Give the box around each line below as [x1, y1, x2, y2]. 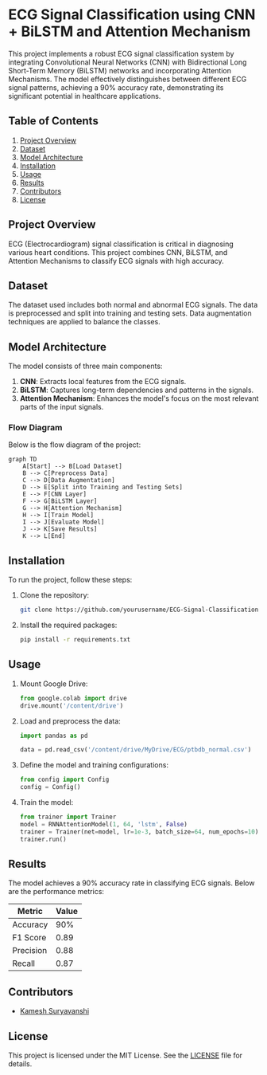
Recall [12, 958, 36, 969]
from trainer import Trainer [19, 813, 117, 822]
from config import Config [19, 775, 110, 784]
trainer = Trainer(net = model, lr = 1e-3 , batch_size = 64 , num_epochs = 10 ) [19, 827, 259, 836]
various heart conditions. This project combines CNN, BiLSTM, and [8, 247, 228, 257]
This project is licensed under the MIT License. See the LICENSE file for [8, 1050, 243, 1061]
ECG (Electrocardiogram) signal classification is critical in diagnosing [8, 239, 234, 249]
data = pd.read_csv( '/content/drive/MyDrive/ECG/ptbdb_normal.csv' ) [19, 746, 252, 754]
